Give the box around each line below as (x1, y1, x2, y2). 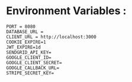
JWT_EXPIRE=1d (6, 44, 41, 50)
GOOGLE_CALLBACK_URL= (6, 65, 60, 71)
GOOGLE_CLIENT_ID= (6, 54, 51, 60)
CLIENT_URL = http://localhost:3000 (6, 34, 96, 40)
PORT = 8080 (6, 24, 36, 29)
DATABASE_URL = (6, 28, 44, 35)
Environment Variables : (6, 4, 127, 18)
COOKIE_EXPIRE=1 (6, 39, 46, 45)
